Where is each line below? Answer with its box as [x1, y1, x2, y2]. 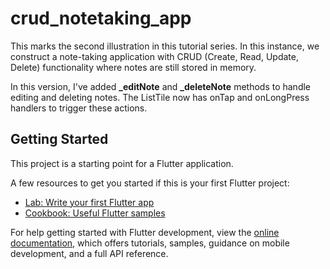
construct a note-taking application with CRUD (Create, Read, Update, [10, 50, 299, 62]
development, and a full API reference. [10, 247, 169, 259]
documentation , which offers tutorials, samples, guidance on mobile [10, 237, 290, 249]
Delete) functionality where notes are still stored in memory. [10, 61, 257, 73]
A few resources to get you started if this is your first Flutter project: [10, 177, 290, 189]
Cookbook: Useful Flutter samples [24, 207, 166, 219]
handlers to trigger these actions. [10, 102, 148, 114]
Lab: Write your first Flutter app [24, 196, 155, 208]
